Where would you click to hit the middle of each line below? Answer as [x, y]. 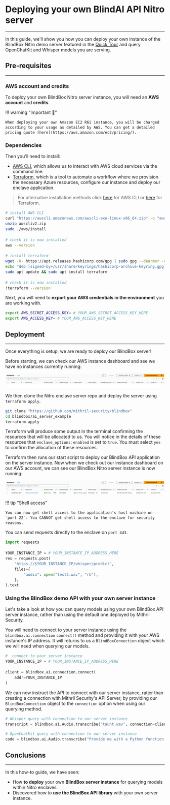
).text [12, 585]
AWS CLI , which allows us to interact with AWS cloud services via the [85, 166]
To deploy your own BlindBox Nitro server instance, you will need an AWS [82, 97]
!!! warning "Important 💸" [31, 112]
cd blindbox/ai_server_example [38, 416]
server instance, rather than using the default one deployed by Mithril [78, 615]
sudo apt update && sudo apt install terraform [56, 272]
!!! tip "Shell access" [26, 503]
